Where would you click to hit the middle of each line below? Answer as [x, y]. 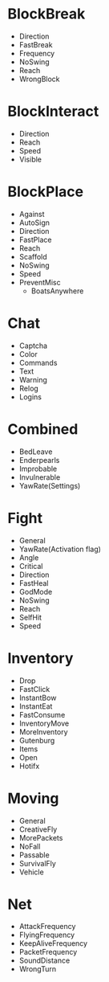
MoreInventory [44, 731]
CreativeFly [38, 829]
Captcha [33, 346]
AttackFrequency [47, 927]
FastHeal [34, 583]
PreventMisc [40, 282]
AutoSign [34, 223]
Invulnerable [40, 477]
